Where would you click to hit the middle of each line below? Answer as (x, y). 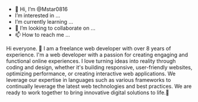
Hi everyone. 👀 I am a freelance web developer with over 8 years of (89, 48)
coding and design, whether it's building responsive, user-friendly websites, (99, 67)
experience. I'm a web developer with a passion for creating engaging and (97, 55)
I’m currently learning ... (44, 22)
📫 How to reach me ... (42, 35)
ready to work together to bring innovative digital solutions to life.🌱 (88, 93)
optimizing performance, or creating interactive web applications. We (91, 74)
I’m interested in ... (37, 15)
